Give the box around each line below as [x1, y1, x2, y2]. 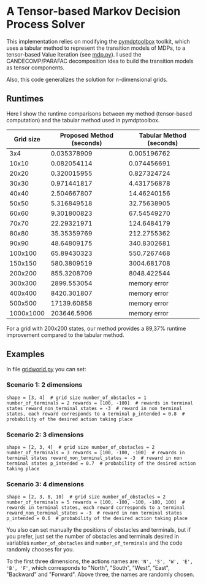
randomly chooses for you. [6, 546, 75, 553]
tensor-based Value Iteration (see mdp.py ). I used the [6, 50, 142, 58]
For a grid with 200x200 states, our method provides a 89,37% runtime [6, 325, 186, 332]
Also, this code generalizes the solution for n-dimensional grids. [6, 76, 168, 83]
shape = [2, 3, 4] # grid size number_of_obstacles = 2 [6, 444, 155, 451]
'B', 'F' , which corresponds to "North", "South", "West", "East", [6, 564, 170, 572]
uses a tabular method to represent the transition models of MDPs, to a [6, 44, 186, 52]
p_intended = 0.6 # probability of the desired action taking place [6, 515, 188, 522]
